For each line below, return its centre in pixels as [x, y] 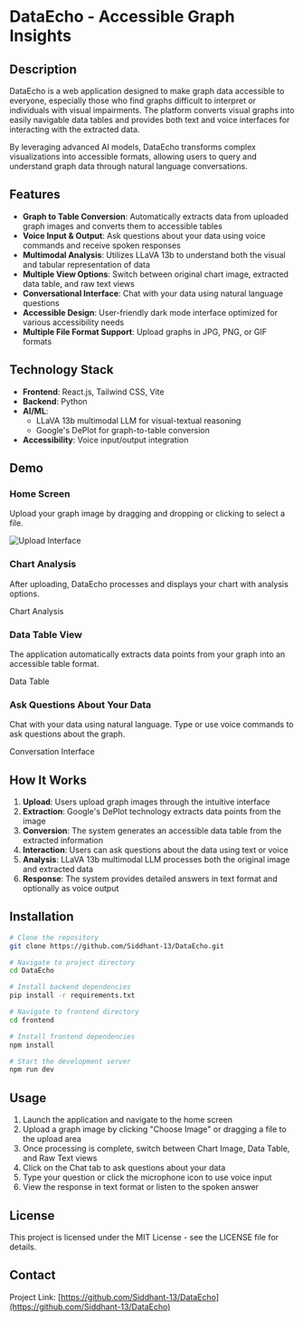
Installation [42, 917]
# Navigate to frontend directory [75, 1012]
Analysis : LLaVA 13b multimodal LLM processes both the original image [156, 860]
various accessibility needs [73, 322]
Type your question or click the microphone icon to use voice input [147, 1177]
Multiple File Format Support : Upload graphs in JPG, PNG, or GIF [145, 331]
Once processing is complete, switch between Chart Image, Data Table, [156, 1149]
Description [43, 69]
